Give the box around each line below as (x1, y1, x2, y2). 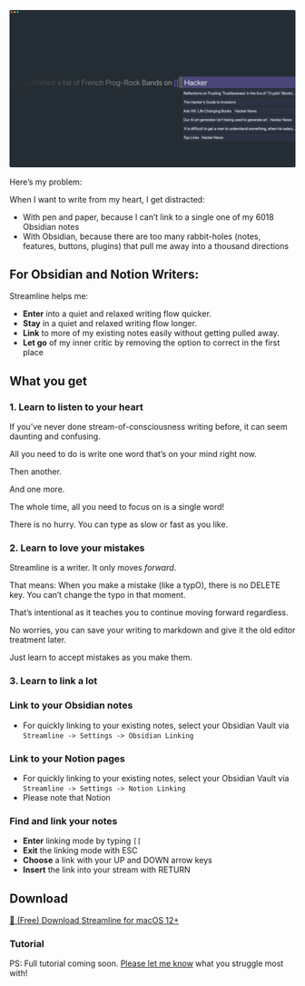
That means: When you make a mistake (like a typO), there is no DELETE (9, 580, 280, 591)
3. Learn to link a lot (9, 674, 98, 687)
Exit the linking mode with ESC (22, 845, 138, 856)
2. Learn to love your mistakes (9, 542, 145, 554)
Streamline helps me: (9, 291, 89, 302)
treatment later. (9, 634, 66, 645)
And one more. (9, 483, 65, 495)
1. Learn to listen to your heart (9, 401, 143, 413)
